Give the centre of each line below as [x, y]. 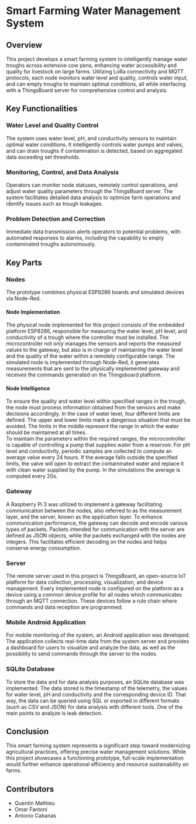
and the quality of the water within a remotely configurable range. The [91, 356]
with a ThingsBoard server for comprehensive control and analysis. [87, 90]
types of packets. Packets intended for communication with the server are [95, 529]
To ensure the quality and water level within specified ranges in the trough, [96, 401]
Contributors [30, 789]
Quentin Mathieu [35, 803]
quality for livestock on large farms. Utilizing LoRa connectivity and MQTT [95, 71]
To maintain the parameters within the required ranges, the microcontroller [96, 439]
